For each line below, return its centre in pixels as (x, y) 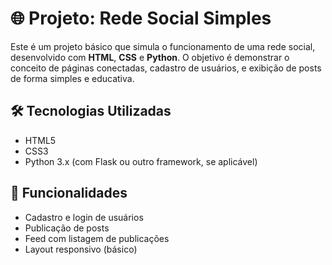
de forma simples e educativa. (72, 78)
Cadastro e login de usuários (84, 217)
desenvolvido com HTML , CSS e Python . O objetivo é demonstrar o (150, 57)
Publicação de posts (67, 228)
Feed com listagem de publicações (97, 238)
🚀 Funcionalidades (69, 193)
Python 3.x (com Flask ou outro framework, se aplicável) (141, 161)
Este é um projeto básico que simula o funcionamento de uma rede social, (163, 46)
